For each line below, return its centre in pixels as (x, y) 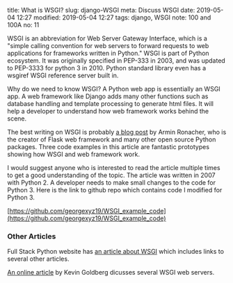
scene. (17, 118)
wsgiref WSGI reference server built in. (63, 75)
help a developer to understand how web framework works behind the (108, 111)
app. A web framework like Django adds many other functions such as (108, 96)
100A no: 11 (23, 25)
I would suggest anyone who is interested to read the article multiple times (114, 168)
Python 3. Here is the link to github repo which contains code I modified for (115, 190)
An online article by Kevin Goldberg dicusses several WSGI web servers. (111, 273)
